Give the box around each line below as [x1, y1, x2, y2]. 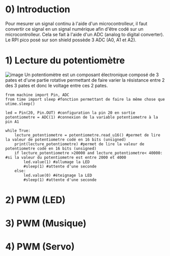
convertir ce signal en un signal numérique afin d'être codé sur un [5, 26, 144, 32]
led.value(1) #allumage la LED [23, 159, 90, 165]
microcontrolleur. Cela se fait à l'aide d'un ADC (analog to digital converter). [5, 31, 164, 37]
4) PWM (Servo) [5, 241, 75, 252]
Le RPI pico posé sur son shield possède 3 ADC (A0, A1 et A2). [5, 37, 136, 43]
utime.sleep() [5, 101, 36, 106]
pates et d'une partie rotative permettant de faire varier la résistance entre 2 [5, 77, 165, 83]
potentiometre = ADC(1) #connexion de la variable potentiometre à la [5, 114, 158, 120]
